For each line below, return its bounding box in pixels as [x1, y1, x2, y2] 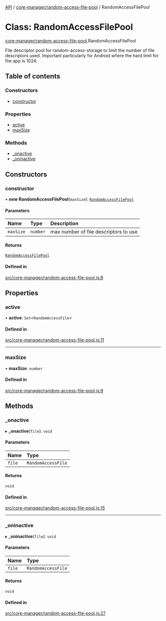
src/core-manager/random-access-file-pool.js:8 [5, 274, 104, 281]
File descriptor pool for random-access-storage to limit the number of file [5, 47, 155, 53]
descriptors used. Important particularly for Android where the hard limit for [5, 52, 159, 58]
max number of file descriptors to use [50, 228, 138, 235]
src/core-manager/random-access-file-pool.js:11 [5, 337, 105, 343]
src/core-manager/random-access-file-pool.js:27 [5, 610, 106, 617]
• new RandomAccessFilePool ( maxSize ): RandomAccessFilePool [5, 196, 134, 202]
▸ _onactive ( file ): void [5, 428, 53, 434]
